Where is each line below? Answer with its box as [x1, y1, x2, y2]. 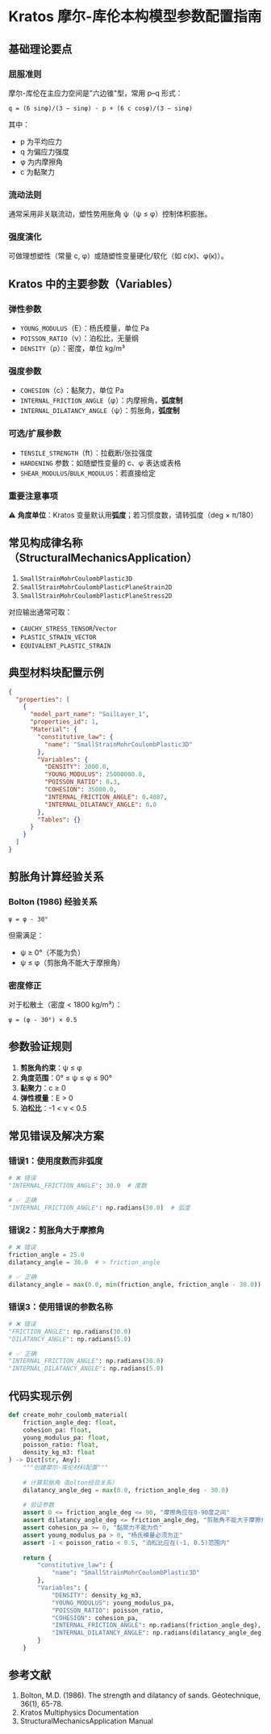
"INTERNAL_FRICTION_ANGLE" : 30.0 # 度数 [8, 1182, 148, 1190]
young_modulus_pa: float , [23, 1433, 110, 1441]
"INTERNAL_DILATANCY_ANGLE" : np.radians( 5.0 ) [8, 1365, 164, 1373]
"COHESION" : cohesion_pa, [51, 1614, 139, 1622]
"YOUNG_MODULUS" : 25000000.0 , [44, 770, 147, 778]
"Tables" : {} [37, 816, 81, 824]
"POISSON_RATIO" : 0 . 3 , [44, 778, 121, 787]
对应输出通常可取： [8, 607, 73, 617]
